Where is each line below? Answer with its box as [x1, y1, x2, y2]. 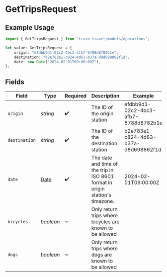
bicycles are [91, 218, 120, 225]
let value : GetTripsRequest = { [5, 45, 72, 50]
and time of [91, 161, 118, 168]
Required [64, 92, 87, 99]
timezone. [91, 198, 114, 205]
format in [91, 179, 113, 186]
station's [91, 191, 112, 198]
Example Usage [5, 23, 55, 32]
